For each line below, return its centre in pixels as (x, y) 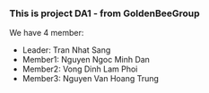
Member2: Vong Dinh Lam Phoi (80, 69)
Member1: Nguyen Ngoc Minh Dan (86, 60)
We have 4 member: (47, 33)
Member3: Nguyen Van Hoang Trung (91, 79)
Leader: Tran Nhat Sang (66, 50)
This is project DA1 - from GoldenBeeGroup (104, 13)
